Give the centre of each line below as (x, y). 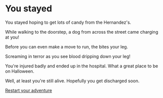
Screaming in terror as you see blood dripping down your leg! (68, 56)
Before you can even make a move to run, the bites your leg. (67, 47)
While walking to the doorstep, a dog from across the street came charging (82, 32)
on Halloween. (20, 71)
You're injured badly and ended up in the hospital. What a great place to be (82, 66)
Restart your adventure (28, 90)
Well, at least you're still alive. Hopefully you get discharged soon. (72, 81)
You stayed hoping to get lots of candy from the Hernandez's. (68, 22)
